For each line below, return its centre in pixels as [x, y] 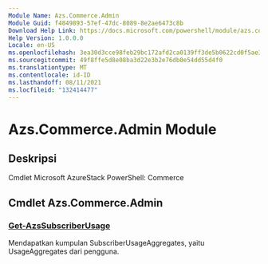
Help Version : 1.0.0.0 [46, 38]
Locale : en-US [32, 45]
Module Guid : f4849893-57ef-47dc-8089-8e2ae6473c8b [96, 23]
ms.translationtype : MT [48, 68]
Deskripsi [33, 158]
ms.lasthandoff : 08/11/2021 [55, 82]
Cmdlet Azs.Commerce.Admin [86, 203]
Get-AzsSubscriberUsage [59, 226]
